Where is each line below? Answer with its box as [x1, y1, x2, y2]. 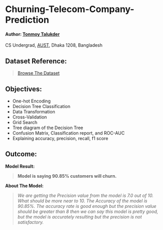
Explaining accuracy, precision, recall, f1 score [12, 136, 109, 142]
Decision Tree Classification [12, 103, 71, 109]
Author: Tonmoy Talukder [5, 31, 60, 37]
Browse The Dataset [17, 70, 60, 76]
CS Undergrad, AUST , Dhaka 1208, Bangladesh [5, 42, 103, 48]
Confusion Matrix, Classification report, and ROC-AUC [12, 130, 125, 136]
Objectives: [5, 84, 42, 93]
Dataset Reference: [5, 57, 67, 65]
